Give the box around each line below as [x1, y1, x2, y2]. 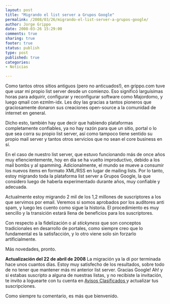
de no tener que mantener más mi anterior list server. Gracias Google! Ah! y [5, 267, 163, 273]
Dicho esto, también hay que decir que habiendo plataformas [5, 120, 133, 126]
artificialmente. [5, 236, 37, 242]
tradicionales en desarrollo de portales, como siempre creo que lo [5, 225, 143, 232]
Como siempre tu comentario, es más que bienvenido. [5, 293, 119, 299]
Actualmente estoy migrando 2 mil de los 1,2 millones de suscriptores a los [5, 194, 161, 200]
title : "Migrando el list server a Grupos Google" [5, 12, 115, 17]
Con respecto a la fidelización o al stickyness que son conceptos [5, 220, 141, 226]
